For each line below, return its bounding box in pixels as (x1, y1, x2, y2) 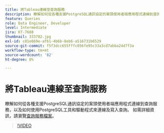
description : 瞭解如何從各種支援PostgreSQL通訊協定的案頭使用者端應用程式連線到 (5, 12, 154, 17)
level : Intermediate (5, 25, 47, 30)
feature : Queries (5, 16, 41, 21)
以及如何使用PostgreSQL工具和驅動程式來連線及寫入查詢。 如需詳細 (13, 107, 150, 113)
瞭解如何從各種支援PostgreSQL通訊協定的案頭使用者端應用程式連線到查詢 (5, 101, 153, 107)
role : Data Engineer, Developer (5, 20, 71, 26)
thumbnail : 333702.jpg (5, 35, 51, 39)
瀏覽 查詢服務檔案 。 (18, 113, 57, 119)
